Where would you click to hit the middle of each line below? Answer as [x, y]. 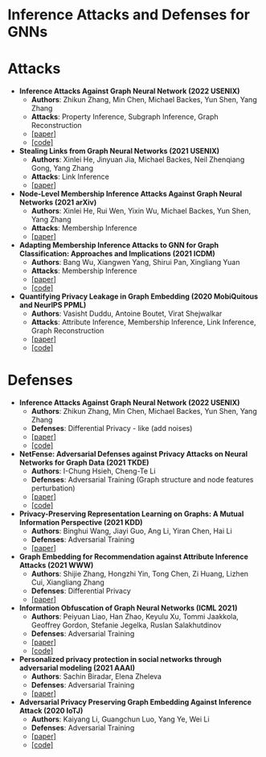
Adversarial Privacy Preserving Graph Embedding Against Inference [135, 702]
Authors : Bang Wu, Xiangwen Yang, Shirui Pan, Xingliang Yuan [135, 263]
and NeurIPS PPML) [53, 305]
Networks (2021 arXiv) [58, 202]
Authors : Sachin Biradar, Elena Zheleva [96, 676]
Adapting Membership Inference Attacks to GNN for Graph [119, 245]
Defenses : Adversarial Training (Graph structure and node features [142, 480]
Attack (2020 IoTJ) [51, 711]
